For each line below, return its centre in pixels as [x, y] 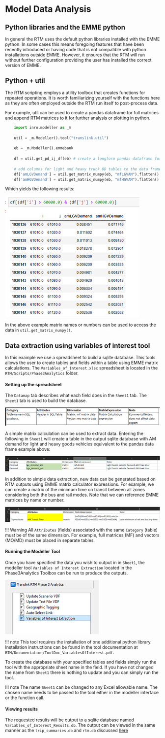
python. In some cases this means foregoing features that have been [75, 44]
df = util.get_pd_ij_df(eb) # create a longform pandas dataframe [83, 159]
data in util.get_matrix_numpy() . [39, 330]
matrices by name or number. [35, 500]
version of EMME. [23, 65]
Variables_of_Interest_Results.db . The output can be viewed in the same [80, 725]
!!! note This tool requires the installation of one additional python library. [79, 642]
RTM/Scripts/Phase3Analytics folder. [42, 373]
